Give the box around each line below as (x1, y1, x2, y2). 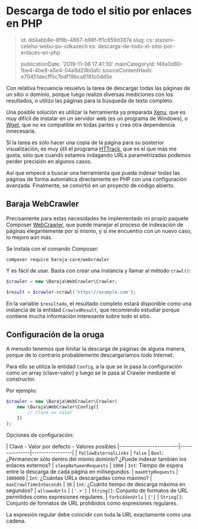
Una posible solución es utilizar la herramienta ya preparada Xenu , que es (6, 108, 186, 116)
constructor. (6, 376, 36, 383)
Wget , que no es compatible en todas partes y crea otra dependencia (6, 121, 176, 128)
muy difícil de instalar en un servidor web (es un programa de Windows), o (6, 114, 188, 122)
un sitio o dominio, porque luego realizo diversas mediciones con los (6, 91, 173, 98)
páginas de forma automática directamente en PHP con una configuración (6, 175, 187, 182)
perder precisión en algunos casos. (6, 158, 92, 165)
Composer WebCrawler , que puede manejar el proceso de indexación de (6, 221, 184, 228)
